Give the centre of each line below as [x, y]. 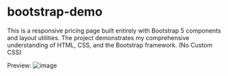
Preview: [19, 65]
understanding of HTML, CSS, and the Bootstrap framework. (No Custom [110, 45]
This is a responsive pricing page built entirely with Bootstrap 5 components [114, 31]
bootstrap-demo [55, 12]
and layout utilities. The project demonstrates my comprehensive [98, 37]
